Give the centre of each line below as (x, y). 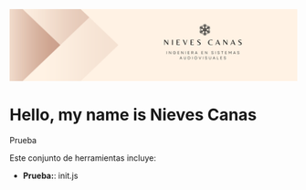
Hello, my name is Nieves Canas (133, 115)
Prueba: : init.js (50, 175)
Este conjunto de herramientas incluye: (83, 158)
